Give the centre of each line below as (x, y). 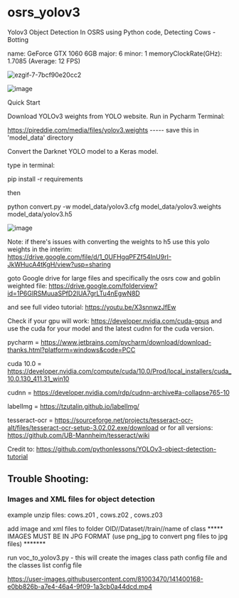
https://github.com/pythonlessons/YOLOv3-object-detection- (126, 448)
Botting (18, 39)
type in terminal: (31, 165)
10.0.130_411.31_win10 (38, 379)
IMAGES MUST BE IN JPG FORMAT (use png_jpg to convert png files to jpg (118, 536)
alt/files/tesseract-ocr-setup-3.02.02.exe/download (83, 427)
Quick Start (24, 102)
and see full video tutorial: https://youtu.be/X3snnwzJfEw (92, 307)
